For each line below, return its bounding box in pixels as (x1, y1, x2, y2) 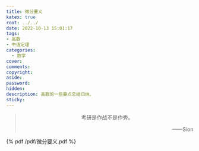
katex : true (6, 14, 36, 20)
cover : (6, 58, 23, 64)
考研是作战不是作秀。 (81, 114, 134, 121)
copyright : (6, 69, 33, 75)
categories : (6, 47, 36, 53)
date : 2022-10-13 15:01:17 (6, 25, 73, 31)
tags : (6, 31, 20, 37)
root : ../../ (6, 20, 39, 25)
